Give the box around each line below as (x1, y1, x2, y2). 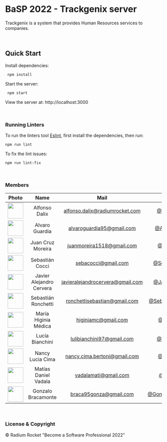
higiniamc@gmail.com (76, 317, 128, 324)
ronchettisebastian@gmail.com (66, 297, 139, 304)
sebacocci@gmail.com (75, 260, 129, 266)
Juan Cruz (30, 239, 55, 246)
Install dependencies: (5, 62, 49, 68)
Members (5, 181, 29, 188)
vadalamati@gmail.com (75, 372, 130, 379)
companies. (5, 25, 29, 31)
